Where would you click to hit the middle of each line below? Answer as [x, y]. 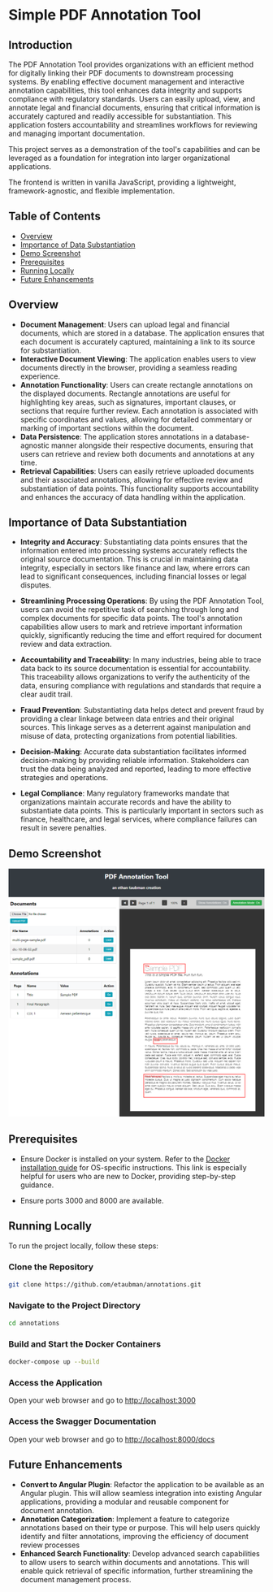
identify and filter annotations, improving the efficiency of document [134, 1536]
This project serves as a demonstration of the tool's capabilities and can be [134, 149]
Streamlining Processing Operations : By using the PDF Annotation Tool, [142, 601]
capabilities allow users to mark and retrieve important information [131, 627]
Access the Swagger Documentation [82, 1421]
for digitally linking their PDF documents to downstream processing [121, 73]
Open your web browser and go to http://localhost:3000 [102, 1400]
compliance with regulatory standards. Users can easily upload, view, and [132, 99]
